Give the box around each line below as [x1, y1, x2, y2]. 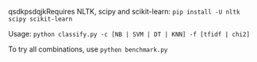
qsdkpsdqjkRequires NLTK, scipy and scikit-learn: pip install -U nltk [8, 7, 240, 16]
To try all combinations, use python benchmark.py [8, 45, 168, 54]
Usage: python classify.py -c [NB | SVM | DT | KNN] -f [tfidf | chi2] [8, 29, 251, 38]
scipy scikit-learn [8, 15, 73, 23]
